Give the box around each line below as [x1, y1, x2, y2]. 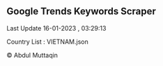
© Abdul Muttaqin [6, 51, 59, 59]
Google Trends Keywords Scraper [6, 6, 156, 17]
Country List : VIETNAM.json [6, 38, 88, 46]
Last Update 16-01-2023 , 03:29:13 [6, 24, 107, 32]
